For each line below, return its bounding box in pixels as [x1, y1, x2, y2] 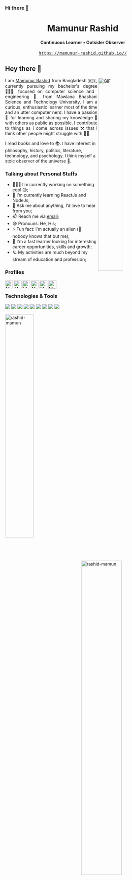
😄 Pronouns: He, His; [12, 220, 57, 227]
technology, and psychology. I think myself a [5, 153, 96, 159]
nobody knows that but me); [12, 233, 70, 239]
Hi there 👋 [5, 4, 30, 11]
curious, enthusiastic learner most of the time [5, 104, 98, 110]
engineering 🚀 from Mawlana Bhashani [5, 94, 98, 100]
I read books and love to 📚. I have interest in [5, 141, 96, 147]
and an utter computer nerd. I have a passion [5, 109, 98, 115]
